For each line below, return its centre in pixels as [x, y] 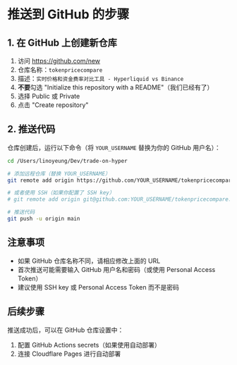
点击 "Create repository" [53, 105]
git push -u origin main [44, 219]
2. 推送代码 [31, 129]
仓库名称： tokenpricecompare [60, 70]
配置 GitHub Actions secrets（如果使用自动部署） [89, 345]
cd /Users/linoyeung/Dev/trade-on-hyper [68, 161]
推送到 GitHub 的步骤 [68, 14]
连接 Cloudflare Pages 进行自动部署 [69, 354]
